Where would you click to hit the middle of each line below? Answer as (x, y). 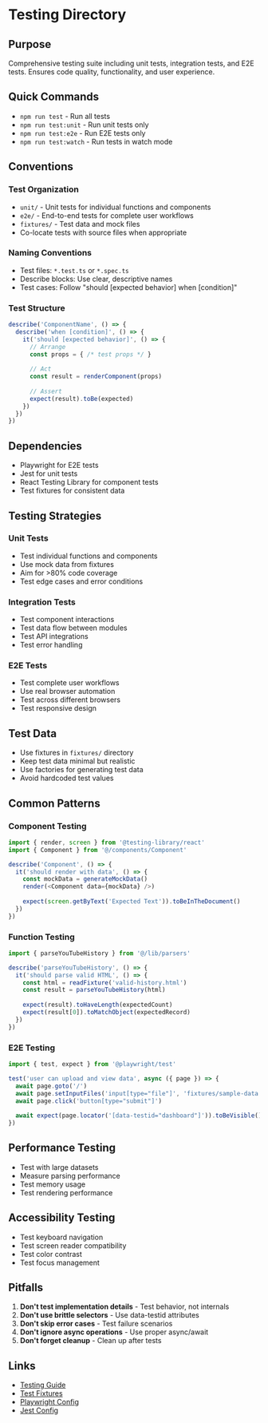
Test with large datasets (59, 1167)
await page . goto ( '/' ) (51, 1086)
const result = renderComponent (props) (95, 377)
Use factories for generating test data (81, 770)
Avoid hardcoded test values (67, 778)
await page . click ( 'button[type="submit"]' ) (89, 1101)
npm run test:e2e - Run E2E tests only (83, 133)
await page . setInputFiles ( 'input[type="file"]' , (98, 1093)
